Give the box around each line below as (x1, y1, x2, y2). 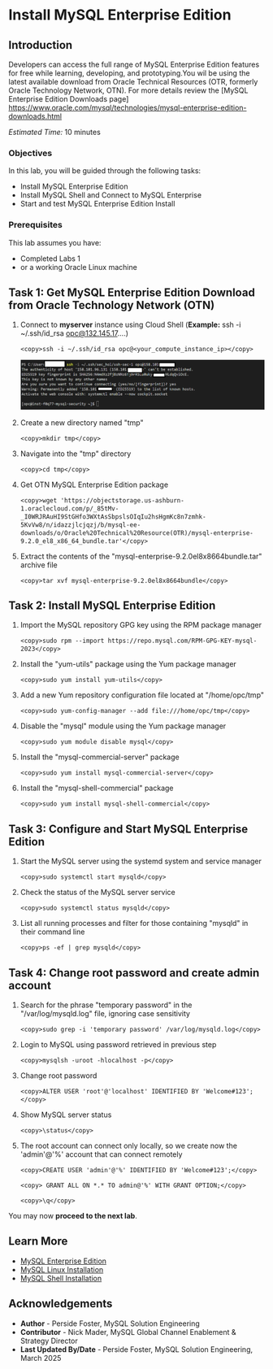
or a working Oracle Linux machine (19, 262, 138, 272)
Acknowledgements (8, 1297, 113, 1310)
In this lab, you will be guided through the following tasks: (8, 166, 201, 176)
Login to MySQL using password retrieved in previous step (19, 1040, 217, 1050)
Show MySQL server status (19, 1110, 112, 1119)
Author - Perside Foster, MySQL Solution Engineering (19, 1319, 201, 1328)
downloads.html (8, 111, 63, 121)
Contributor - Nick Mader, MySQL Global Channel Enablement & (19, 1327, 237, 1336)
